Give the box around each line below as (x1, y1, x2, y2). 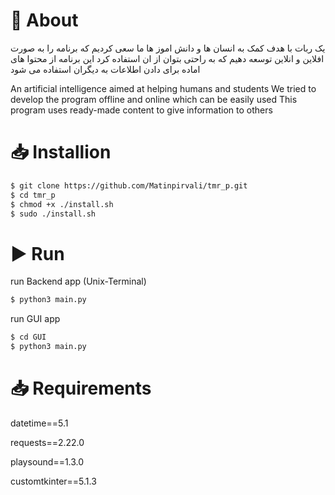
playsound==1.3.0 (10, 455, 85, 468)
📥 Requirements (10, 377, 152, 400)
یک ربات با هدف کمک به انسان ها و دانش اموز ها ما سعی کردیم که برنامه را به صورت (10, 42, 326, 54)
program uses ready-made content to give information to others (10, 104, 273, 116)
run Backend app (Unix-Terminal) (10, 275, 147, 288)
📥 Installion (10, 141, 112, 164)
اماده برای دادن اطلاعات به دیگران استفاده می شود (10, 63, 201, 75)
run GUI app (10, 313, 61, 325)
